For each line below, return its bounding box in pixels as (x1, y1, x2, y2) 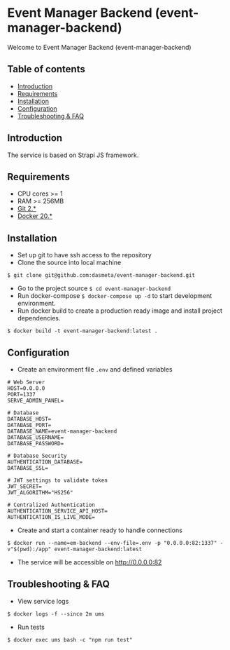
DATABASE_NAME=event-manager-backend (7, 428, 117, 435)
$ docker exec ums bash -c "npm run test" (7, 636, 133, 643)
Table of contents (7, 63, 85, 75)
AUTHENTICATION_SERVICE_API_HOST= (7, 508, 108, 515)
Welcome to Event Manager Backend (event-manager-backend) (7, 43, 192, 51)
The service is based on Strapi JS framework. (7, 151, 139, 159)
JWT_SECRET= (7, 483, 42, 490)
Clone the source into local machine (17, 258, 122, 267)
